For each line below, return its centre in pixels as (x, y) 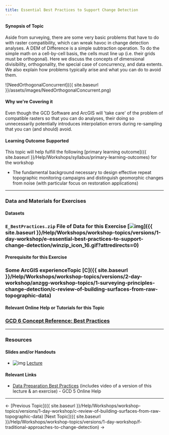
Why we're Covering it (29, 102)
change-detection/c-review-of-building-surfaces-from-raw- (82, 289)
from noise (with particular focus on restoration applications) (75, 183)
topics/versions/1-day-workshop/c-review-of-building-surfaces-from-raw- (83, 411)
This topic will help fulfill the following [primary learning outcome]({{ (76, 152)
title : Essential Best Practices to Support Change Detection (72, 10)
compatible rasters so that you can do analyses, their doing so (70, 118)
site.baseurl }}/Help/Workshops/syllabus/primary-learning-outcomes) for (81, 157)
